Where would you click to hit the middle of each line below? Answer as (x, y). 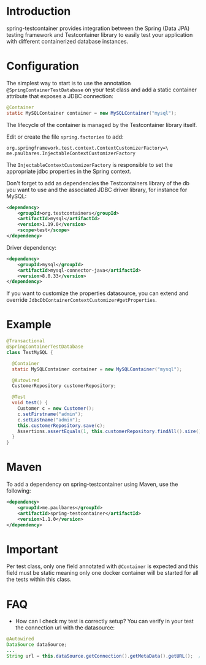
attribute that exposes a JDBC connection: (60, 96)
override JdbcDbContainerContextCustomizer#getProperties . (82, 300)
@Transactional (26, 341)
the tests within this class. (39, 579)
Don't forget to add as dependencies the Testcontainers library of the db (98, 183)
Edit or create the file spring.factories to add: (65, 137)
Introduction (39, 11)
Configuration (43, 66)
